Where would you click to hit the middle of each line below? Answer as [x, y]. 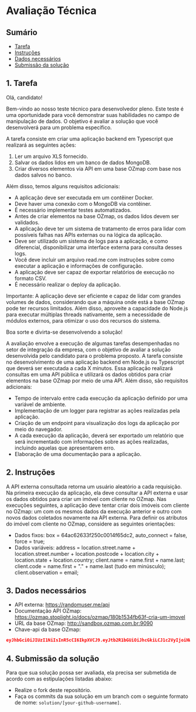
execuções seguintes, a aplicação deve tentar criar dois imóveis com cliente [98, 505]
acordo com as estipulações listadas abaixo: [59, 679]
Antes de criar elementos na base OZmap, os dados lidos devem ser [97, 216]
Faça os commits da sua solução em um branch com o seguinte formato [101, 696]
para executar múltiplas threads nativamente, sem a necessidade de [88, 314]
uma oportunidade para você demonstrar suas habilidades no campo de [93, 115]
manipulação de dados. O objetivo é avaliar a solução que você [82, 121]
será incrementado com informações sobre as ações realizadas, [92, 441]
